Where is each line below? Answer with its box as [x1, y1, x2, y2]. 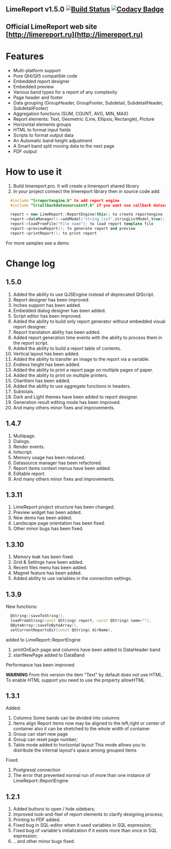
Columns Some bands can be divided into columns [13, 715, 120, 721]
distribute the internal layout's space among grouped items [13, 747, 137, 754]
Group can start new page [13, 731, 68, 737]
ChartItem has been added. [13, 378, 71, 384]
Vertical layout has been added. [13, 351, 80, 357]
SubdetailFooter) [13, 105, 49, 111]
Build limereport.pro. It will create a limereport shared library [13, 183, 140, 189]
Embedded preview [13, 83, 54, 89]
